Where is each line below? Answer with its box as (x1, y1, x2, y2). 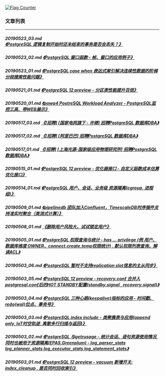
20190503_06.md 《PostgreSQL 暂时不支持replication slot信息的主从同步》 (5, 262, 158, 268)
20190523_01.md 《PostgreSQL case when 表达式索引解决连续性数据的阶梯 (5, 67, 158, 73)
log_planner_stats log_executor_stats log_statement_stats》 (5, 346, 129, 352)
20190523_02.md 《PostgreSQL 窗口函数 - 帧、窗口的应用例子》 (5, 54, 135, 61)
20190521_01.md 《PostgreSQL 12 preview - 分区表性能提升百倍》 (5, 87, 138, 93)
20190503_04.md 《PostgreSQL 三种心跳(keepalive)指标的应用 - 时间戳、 (5, 295, 154, 301)
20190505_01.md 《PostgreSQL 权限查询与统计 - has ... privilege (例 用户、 (5, 237, 157, 243)
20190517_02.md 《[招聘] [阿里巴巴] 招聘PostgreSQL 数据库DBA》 (5, 133, 138, 139)
